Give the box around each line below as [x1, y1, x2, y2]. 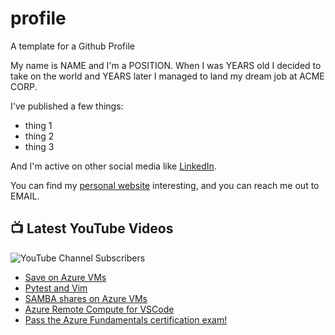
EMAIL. [10, 190, 40, 202]
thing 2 [24, 130, 55, 142]
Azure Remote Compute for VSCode [24, 303, 175, 315]
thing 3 [24, 140, 55, 152]
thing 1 [24, 119, 53, 131]
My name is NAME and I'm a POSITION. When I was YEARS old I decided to [10, 59, 322, 71]
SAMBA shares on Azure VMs [24, 292, 148, 304]
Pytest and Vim [24, 282, 88, 294]
